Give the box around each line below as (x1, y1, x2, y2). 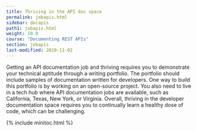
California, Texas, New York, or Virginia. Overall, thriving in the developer (6, 95, 185, 102)
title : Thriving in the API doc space (6, 8, 102, 15)
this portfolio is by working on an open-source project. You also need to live (6, 82, 192, 90)
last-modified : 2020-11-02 (6, 47, 73, 53)
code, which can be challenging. (6, 107, 86, 114)
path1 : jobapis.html (6, 25, 58, 31)
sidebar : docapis (6, 20, 49, 25)
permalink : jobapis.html (6, 14, 68, 20)
